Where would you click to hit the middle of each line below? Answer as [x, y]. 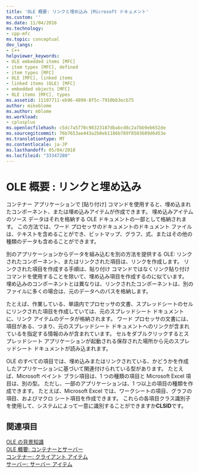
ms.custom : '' [24, 17]
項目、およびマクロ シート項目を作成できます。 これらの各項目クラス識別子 [99, 399]
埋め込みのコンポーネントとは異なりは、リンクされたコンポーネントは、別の [100, 284]
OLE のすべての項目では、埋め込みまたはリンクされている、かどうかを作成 [97, 361]
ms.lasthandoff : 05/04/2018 [41, 150]
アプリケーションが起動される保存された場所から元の [109, 341]
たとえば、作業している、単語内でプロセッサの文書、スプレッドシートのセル [100, 304]
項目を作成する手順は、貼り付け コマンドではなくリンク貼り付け [111, 269]
